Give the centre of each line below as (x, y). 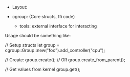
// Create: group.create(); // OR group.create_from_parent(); (65, 60)
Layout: (20, 7)
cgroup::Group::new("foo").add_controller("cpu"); (55, 50)
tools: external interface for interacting (58, 26)
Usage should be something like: (38, 36)
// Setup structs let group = (32, 45)
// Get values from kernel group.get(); (43, 69)
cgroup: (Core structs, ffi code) (43, 16)
